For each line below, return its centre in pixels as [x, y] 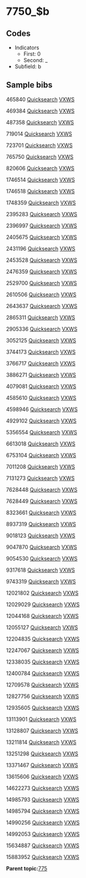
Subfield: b [28, 66]
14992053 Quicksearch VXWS [43, 834]
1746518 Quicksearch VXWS [40, 191]
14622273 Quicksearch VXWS [43, 788]
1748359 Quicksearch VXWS [41, 203]
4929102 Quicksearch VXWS [41, 421]
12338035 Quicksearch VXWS [43, 662]
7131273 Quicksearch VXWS [40, 478]
